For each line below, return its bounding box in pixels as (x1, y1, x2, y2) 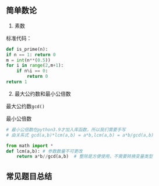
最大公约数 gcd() (6, 102, 45, 109)
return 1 (6, 79, 27, 85)
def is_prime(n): (6, 46, 48, 52)
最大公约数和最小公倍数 (14, 90, 71, 97)
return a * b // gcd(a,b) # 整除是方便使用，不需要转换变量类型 (16, 154, 153, 160)
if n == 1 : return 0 (6, 51, 56, 57)
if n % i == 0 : (16, 68, 48, 74)
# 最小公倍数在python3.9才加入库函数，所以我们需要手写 (6, 126, 126, 133)
